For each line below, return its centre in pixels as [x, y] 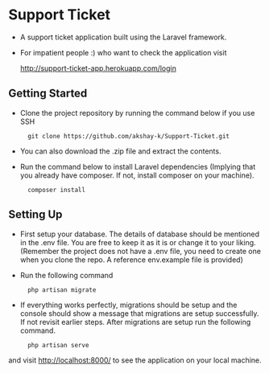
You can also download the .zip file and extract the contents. [120, 151]
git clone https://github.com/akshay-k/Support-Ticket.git [129, 136]
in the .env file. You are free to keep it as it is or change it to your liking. [138, 242]
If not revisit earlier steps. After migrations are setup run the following [135, 322]
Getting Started [48, 94]
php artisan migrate [62, 290]
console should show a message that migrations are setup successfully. [139, 313]
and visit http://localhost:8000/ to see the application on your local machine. [135, 360]
